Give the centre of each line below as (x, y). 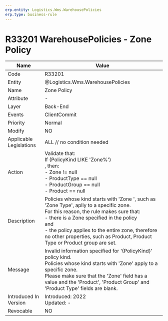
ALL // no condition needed (77, 142)
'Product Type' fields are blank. (81, 288)
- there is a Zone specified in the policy (91, 218)
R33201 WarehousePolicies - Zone (78, 39)
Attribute (18, 98)
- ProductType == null (71, 178)
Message (18, 269)
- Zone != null (61, 172)
